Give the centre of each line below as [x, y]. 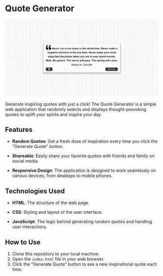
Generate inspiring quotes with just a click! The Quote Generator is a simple [81, 104]
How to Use [23, 242]
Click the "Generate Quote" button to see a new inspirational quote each [84, 264]
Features [19, 130]
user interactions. [30, 227]
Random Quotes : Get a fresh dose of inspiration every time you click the [85, 141]
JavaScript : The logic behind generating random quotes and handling [82, 221]
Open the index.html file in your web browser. [58, 259]
